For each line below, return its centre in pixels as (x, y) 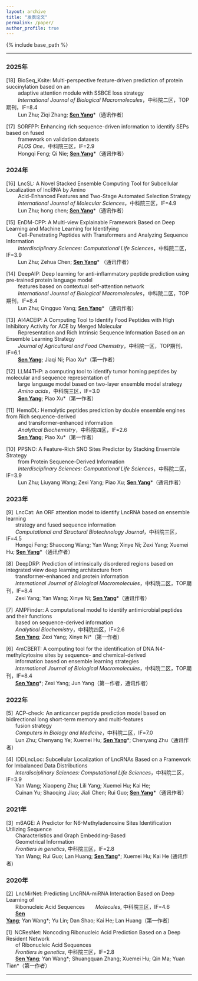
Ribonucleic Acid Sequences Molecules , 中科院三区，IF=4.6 (92, 907)
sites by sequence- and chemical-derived (95, 655)
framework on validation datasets (58, 139)
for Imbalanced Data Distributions (47, 766)
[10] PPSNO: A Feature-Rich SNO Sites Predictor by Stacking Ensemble (93, 449)
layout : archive (26, 12)
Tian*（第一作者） (28, 966)
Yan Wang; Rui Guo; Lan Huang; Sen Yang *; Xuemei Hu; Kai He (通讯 (99, 856)
